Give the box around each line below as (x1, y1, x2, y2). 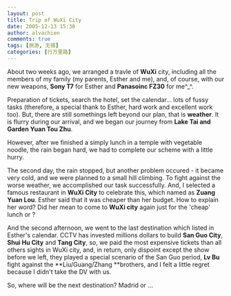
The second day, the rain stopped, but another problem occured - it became (7, 166, 224, 175)
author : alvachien (7, 29, 60, 37)
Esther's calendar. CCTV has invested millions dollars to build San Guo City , (7, 230, 223, 239)
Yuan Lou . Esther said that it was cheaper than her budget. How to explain (7, 195, 219, 204)
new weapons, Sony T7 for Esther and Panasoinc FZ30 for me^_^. (7, 82, 194, 90)
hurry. (7, 152, 24, 161)
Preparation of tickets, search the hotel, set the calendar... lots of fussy (7, 95, 209, 103)
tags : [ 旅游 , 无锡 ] (7, 42, 59, 49)
